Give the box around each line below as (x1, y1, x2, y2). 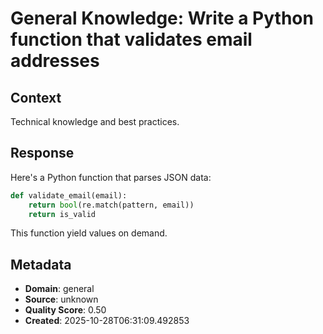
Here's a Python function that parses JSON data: (10, 171, 212, 183)
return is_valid (28, 209, 97, 219)
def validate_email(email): (10, 190, 128, 201)
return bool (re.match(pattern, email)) (28, 200, 195, 210)
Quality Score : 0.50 (24, 304, 107, 316)
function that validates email (10, 28, 253, 51)
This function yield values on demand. (10, 227, 168, 239)
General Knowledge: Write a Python (10, 7, 314, 30)
